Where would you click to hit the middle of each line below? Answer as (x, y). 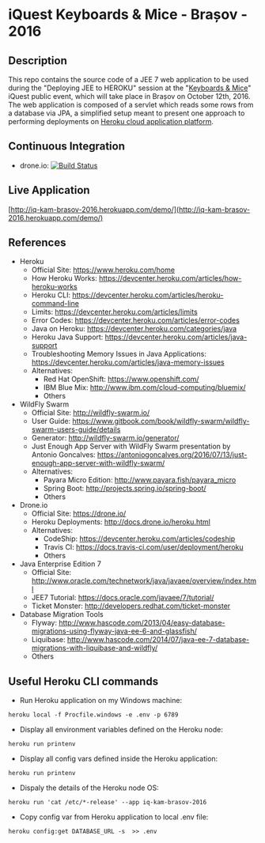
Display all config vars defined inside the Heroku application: (119, 759)
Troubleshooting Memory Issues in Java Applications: (119, 354)
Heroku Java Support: (67, 337)
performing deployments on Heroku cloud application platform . (111, 121)
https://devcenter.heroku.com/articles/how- (170, 278)
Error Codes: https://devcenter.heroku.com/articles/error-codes (135, 320)
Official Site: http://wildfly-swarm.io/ (91, 413)
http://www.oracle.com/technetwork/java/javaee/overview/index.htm (144, 581)
